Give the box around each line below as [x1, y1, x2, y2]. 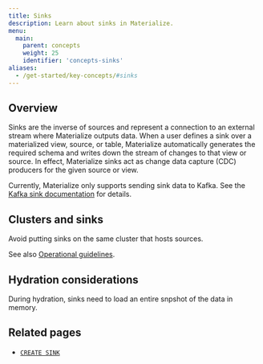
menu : [8, 27, 26, 35]
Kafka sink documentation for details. [8, 190, 132, 199]
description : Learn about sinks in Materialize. [8, 19, 174, 27]
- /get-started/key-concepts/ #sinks [15, 72, 138, 80]
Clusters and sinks [8, 212, 104, 226]
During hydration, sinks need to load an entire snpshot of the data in [8, 294, 233, 304]
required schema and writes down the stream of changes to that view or [8, 148, 247, 157]
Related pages [8, 326, 82, 340]
